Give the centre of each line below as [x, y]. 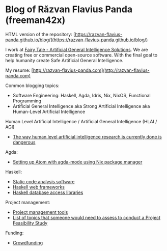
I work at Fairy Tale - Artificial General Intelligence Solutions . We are [77, 49]
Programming [27, 101]
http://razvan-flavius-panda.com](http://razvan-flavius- [91, 70]
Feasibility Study [30, 223]
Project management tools [40, 212]
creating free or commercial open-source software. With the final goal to [81, 55]
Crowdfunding [28, 242]
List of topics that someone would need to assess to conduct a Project [87, 217]
